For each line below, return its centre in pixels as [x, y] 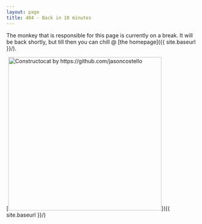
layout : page [23, 12]
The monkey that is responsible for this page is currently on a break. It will [99, 35]
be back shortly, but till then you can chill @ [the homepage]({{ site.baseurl [101, 42]
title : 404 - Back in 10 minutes [49, 18]
